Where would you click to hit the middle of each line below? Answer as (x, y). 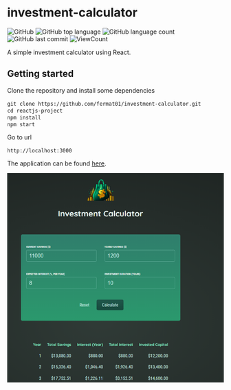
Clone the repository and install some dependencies (81, 90)
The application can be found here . (57, 163)
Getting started (41, 74)
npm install (24, 117)
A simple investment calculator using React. (69, 52)
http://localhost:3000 (40, 150)
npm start (21, 124)
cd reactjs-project (35, 111)
